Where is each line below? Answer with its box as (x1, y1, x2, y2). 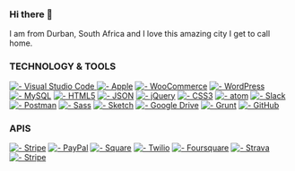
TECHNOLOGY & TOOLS (9, 60, 117, 73)
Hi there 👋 (9, 8, 54, 21)
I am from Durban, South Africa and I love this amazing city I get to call (9, 29, 271, 39)
